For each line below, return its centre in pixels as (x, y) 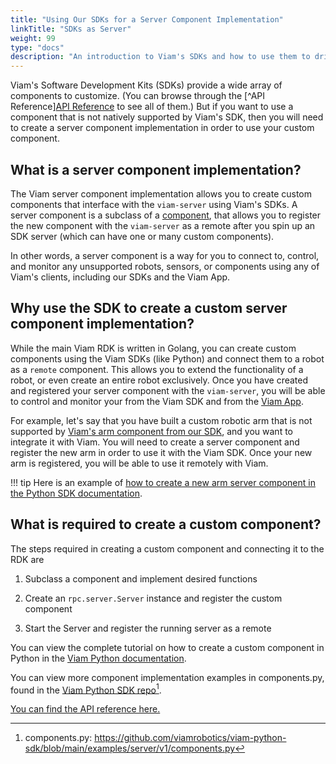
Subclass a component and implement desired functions (141, 578)
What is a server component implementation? (156, 169)
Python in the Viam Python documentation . (98, 658)
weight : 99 (33, 38)
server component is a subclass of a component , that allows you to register (166, 215)
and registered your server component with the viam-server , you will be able (168, 390)
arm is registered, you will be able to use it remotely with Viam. (139, 463)
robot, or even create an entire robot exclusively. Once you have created (159, 380)
